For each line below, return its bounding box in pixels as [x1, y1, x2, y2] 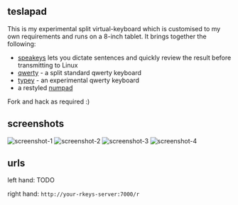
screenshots [7, 118, 65, 130]
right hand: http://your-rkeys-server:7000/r [7, 189, 140, 198]
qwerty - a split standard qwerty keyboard [17, 68, 142, 77]
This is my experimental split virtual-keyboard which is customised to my [7, 24, 221, 33]
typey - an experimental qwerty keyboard [17, 76, 140, 84]
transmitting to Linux [17, 60, 78, 70]
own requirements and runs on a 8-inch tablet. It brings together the [7, 32, 207, 40]
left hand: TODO [7, 176, 55, 184]
